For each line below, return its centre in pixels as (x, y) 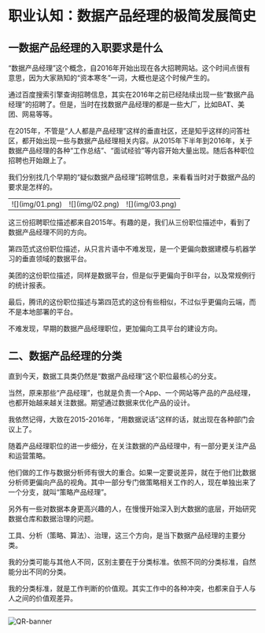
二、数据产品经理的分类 (65, 356)
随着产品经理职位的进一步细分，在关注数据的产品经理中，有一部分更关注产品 (132, 446)
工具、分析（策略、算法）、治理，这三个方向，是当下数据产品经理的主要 (123, 535)
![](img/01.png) (37, 204)
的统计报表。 (29, 285)
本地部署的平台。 (49, 312)
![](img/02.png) (94, 204)
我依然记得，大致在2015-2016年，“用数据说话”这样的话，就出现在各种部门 (128, 420)
